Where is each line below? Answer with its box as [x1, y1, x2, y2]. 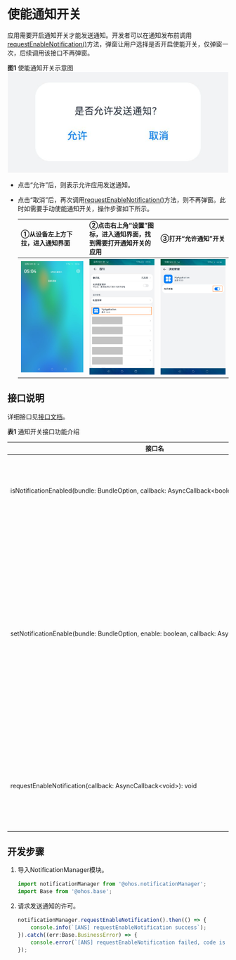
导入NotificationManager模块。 [17, 866, 108, 874]
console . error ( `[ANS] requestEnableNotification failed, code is [30, 939, 226, 946]
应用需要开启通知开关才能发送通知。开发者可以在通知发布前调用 [7, 31, 192, 39]
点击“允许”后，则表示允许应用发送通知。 [17, 180, 135, 189]
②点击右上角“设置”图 [88, 221, 155, 229]
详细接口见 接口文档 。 [7, 412, 69, 421]
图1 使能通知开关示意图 [7, 63, 74, 72]
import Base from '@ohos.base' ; [17, 888, 112, 895]
